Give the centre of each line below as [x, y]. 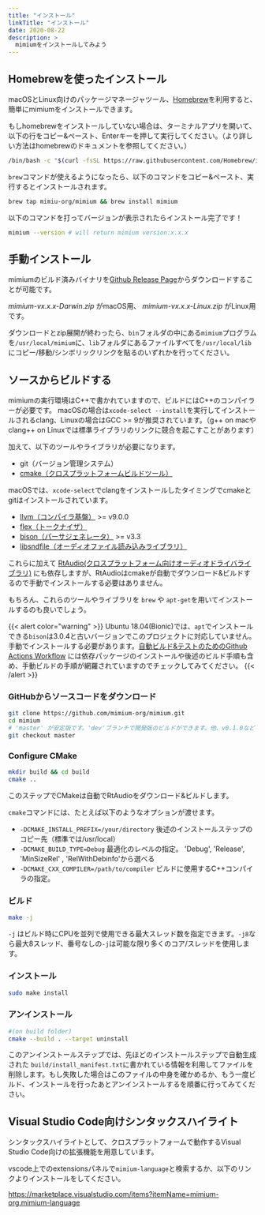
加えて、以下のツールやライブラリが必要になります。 [94, 447]
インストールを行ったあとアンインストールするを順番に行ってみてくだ [142, 1084]
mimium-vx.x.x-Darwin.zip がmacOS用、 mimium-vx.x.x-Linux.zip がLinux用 [132, 306]
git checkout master [42, 736]
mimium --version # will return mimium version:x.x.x [99, 232]
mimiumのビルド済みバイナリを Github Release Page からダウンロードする [127, 279]
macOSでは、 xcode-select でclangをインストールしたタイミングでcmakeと [130, 490]
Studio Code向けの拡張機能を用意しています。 [83, 1152]
